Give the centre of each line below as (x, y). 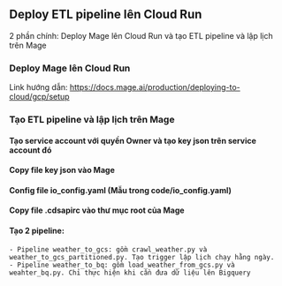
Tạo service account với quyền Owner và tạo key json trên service (133, 140)
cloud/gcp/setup (39, 97)
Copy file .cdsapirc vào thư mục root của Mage (97, 210)
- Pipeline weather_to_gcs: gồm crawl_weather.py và (108, 249)
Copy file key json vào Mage (62, 170)
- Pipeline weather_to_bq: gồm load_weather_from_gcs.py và (122, 265)
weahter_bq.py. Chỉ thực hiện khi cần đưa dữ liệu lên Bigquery (130, 273)
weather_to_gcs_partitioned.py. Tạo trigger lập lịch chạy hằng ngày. (142, 257)
